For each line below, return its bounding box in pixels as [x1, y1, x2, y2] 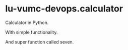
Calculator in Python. [5, 19, 49, 25]
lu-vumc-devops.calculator [5, 3, 123, 14]
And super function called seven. [5, 38, 74, 45]
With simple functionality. [5, 29, 58, 35]
